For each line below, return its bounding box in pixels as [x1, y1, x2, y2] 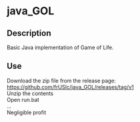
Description [7, 28, 51, 38]
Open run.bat [7, 96, 39, 103]
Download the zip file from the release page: [7, 77, 116, 84]
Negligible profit [7, 109, 46, 116]
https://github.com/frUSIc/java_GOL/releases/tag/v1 [7, 83, 134, 90]
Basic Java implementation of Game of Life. [7, 44, 114, 51]
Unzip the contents [7, 90, 54, 97]
